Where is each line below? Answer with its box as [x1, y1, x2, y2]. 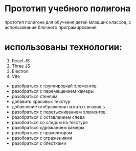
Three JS [11, 63, 30, 69]
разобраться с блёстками [11, 140, 67, 146]
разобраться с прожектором [11, 129, 72, 135]
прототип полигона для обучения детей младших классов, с [4, 19, 132, 25]
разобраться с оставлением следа [11, 114, 85, 120]
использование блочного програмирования [4, 24, 97, 30]
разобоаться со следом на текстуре [11, 119, 88, 125]
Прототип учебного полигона [4, 3, 131, 14]
